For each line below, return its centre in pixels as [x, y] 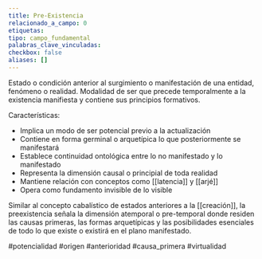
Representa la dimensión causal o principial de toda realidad [119, 173]
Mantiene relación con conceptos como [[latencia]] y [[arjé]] [119, 181]
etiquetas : [26, 30]
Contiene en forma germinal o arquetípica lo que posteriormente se [130, 139]
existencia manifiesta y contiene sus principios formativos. [104, 100]
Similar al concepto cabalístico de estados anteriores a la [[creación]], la [127, 205]
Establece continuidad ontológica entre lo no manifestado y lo [121, 155]
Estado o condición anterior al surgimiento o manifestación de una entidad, [131, 82]
